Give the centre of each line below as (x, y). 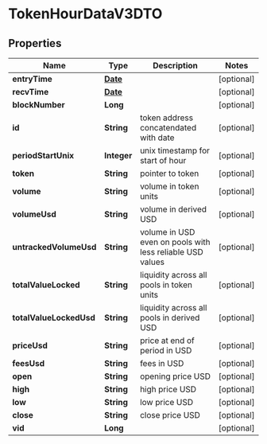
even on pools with (175, 242)
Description (175, 66)
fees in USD (162, 363)
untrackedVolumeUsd (54, 247)
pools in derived (170, 317)
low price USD (167, 402)
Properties (35, 43)
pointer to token (170, 173)
